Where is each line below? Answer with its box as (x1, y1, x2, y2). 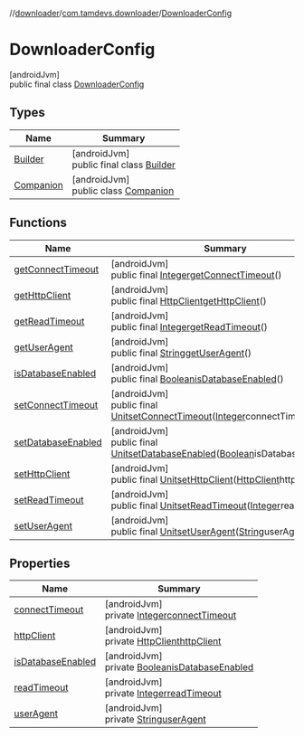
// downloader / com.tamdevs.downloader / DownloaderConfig (9, 8, 233, 18)
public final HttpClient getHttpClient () (110, 294, 267, 307)
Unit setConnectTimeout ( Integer (110, 410, 246, 422)
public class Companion (71, 184, 175, 197)
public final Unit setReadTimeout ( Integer (110, 499, 281, 512)
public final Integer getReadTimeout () (110, 320, 269, 333)
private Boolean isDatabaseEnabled (104, 661, 254, 674)
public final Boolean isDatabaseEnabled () (110, 373, 284, 385)
